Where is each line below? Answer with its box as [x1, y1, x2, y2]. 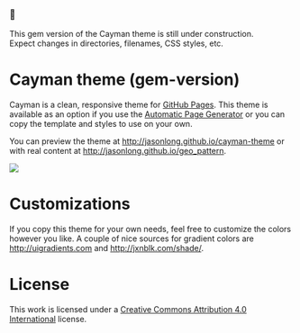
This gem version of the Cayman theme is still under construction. [9, 29, 254, 40]
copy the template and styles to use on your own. [9, 119, 193, 130]
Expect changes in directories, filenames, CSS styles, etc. [9, 38, 223, 49]
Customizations [9, 193, 131, 214]
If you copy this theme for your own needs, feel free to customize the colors [9, 224, 291, 235]
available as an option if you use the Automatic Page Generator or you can [9, 109, 286, 120]
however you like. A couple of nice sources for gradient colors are [9, 233, 254, 244]
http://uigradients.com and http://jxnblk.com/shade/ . [9, 243, 205, 254]
